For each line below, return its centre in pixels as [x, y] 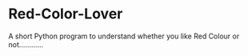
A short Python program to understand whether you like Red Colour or [124, 36]
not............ [26, 44]
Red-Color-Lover [66, 14]
